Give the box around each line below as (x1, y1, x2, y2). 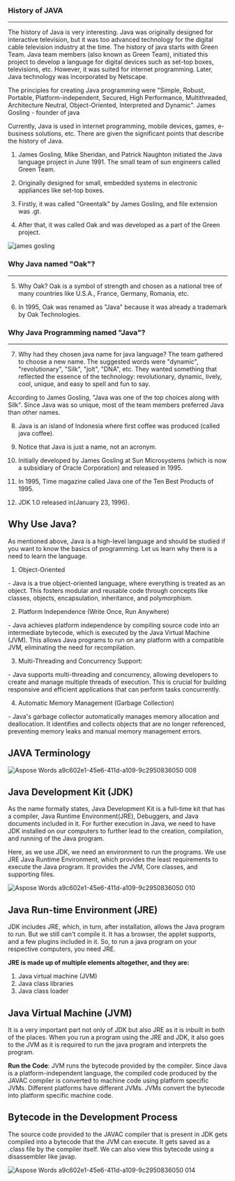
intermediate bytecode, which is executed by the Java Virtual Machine (8, 628, 210, 636)
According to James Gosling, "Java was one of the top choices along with (8, 393, 220, 401)
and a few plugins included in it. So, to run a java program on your (8, 938, 197, 946)
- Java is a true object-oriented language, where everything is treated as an (8, 579, 225, 587)
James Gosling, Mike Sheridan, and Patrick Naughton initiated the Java (17, 150, 222, 159)
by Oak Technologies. (17, 310, 81, 318)
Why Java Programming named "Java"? (8, 327, 146, 337)
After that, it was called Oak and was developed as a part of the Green (17, 221, 220, 229)
